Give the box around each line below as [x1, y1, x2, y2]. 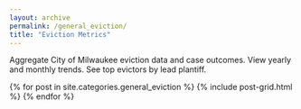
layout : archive [9, 13, 71, 23]
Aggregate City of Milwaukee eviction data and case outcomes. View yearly [9, 55, 292, 66]
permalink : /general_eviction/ [9, 22, 127, 31]
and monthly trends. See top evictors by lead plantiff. [9, 64, 207, 75]
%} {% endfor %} [9, 91, 75, 102]
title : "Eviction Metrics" [9, 30, 111, 39]
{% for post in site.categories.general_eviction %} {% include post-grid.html [9, 82, 293, 93]
